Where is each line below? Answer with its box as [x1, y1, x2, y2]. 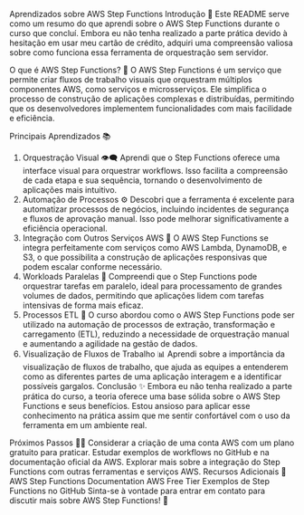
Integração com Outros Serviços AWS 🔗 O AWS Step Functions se [22, 233, 269, 243]
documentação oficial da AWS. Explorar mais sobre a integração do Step [9, 457, 280, 467]
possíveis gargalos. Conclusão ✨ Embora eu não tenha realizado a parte [22, 381, 292, 391]
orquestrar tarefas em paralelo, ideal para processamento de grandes [22, 281, 282, 291]
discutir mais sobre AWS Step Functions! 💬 [9, 495, 169, 506]
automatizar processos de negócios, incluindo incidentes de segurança [22, 204, 290, 215]
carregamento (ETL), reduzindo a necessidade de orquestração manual [22, 329, 290, 339]
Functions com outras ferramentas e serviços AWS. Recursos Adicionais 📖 [9, 466, 287, 477]
